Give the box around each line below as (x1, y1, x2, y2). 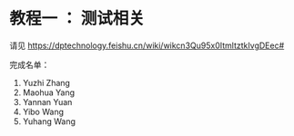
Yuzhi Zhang (22, 77, 71, 88)
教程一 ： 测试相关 (9, 8, 146, 29)
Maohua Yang (22, 87, 76, 98)
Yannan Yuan (22, 96, 73, 107)
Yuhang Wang (22, 115, 76, 127)
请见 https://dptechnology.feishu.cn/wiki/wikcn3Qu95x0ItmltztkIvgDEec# (9, 40, 285, 51)
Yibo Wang (22, 106, 64, 117)
